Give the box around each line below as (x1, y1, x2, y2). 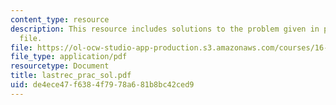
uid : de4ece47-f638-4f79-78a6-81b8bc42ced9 (10, 80, 195, 90)
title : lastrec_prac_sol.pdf (10, 71, 132, 81)
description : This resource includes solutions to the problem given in (10, 24, 320, 34)
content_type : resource (10, 14, 110, 25)
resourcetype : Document (10, 61, 110, 71)
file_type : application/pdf (10, 52, 128, 62)
